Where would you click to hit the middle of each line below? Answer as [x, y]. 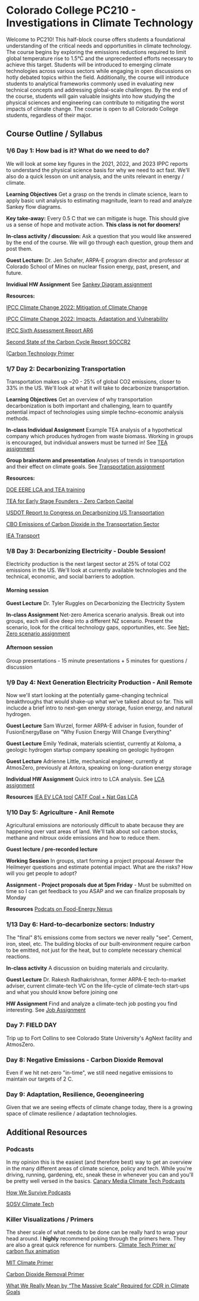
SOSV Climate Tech [30, 1204]
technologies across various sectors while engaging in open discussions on [99, 71]
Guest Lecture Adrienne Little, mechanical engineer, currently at [85, 761]
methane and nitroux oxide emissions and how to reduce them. [83, 838]
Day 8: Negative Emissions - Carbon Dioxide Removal [85, 1059]
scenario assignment [44, 634]
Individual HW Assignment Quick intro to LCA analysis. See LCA [86, 779]
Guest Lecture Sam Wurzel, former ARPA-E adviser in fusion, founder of [95, 726]
